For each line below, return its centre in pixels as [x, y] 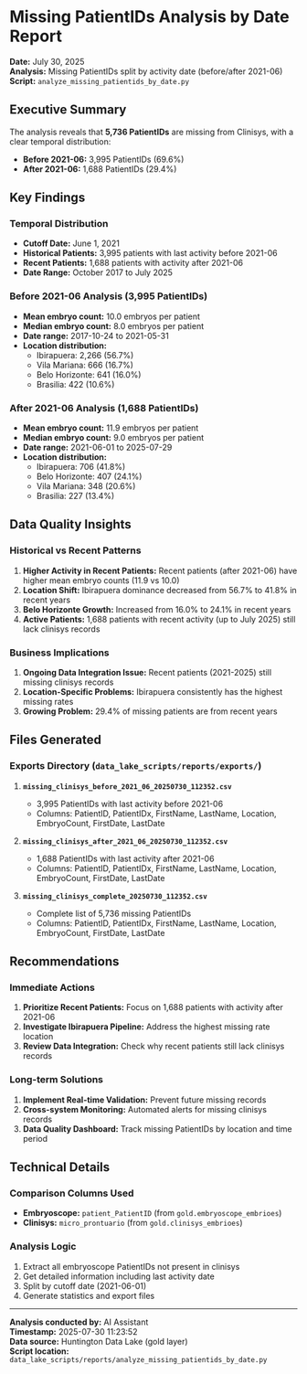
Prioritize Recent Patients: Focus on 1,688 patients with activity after [153, 1007]
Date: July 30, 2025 [47, 61]
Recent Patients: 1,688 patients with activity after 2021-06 [133, 263]
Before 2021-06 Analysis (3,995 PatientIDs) [109, 296]
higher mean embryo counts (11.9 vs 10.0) [101, 580]
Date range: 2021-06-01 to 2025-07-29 [97, 447]
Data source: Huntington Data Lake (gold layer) [99, 1341]
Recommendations [64, 962]
